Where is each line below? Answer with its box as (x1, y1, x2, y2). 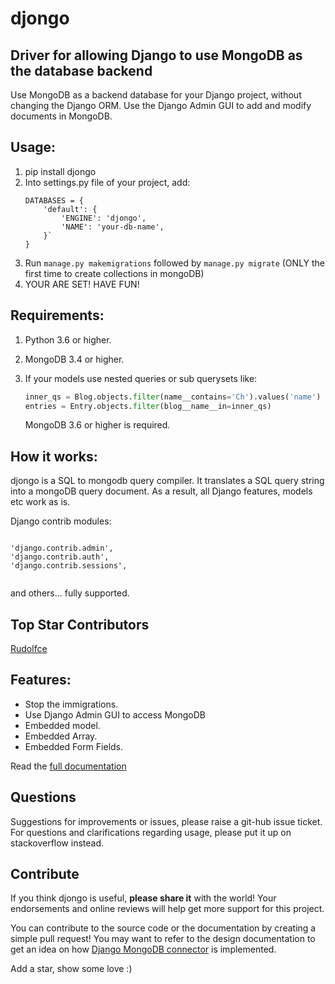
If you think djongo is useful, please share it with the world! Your (10, 892, 277, 904)
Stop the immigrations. (24, 698, 119, 710)
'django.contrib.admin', (10, 543, 114, 554)
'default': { (43, 204, 98, 214)
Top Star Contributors (10, 616, 150, 633)
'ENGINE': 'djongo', (61, 213, 147, 223)
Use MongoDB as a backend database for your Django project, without (10, 89, 302, 101)
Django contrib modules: (10, 515, 112, 527)
